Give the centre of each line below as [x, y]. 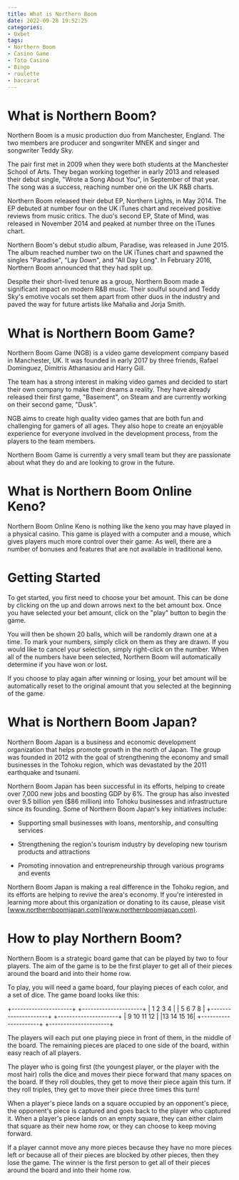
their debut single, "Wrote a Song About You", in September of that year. [113, 180]
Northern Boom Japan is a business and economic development [102, 742]
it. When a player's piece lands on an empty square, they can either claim [115, 1118]
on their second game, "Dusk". [52, 405]
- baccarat [24, 80]
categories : [25, 27]
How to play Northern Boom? [95, 939]
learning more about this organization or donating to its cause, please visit [116, 902]
